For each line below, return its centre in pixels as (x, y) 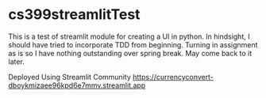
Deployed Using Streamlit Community (69, 77)
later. (17, 62)
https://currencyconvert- (173, 77)
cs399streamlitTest (74, 15)
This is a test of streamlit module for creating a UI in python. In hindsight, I (129, 36)
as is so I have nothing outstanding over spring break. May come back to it (130, 53)
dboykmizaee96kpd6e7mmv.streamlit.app (77, 85)
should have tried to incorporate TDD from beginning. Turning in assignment (133, 44)
